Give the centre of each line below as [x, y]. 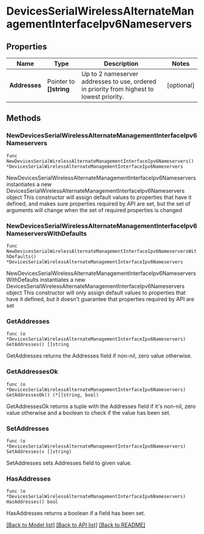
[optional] [181, 85]
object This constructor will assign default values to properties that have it [99, 197]
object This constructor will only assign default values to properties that [96, 293]
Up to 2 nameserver [110, 74]
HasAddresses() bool [32, 502]
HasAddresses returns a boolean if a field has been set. [76, 513]
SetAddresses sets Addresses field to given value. [69, 463]
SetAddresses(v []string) [39, 451]
